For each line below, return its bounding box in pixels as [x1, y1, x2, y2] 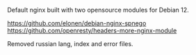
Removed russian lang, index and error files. [7, 40, 133, 47]
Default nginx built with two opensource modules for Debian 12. [7, 6, 189, 14]
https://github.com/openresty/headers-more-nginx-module [7, 27, 177, 34]
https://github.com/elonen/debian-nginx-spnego [7, 19, 147, 27]
